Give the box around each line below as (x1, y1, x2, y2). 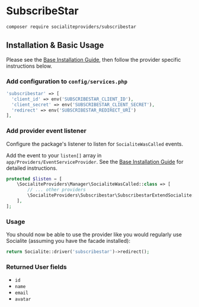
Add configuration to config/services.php (6, 77, 128, 86)
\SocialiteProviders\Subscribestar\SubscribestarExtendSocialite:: (27, 192, 197, 198)
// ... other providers (27, 187, 86, 193)
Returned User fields (6, 262, 67, 271)
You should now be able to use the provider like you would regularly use (6, 231, 182, 238)
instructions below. (6, 62, 52, 69)
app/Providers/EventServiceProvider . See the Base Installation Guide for (6, 158, 184, 165)
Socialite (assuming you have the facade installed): (6, 238, 130, 245)
